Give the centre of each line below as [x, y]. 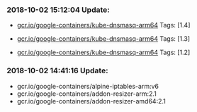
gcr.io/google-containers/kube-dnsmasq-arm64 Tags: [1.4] [103, 25]
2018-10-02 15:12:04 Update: [58, 10]
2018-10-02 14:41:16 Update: [57, 70]
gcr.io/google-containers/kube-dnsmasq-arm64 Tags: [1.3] [103, 39]
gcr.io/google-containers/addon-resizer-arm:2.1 [86, 94]
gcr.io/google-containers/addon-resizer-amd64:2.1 [91, 101]
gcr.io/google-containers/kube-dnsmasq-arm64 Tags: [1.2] [103, 52]
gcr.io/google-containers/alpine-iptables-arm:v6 [88, 86]
